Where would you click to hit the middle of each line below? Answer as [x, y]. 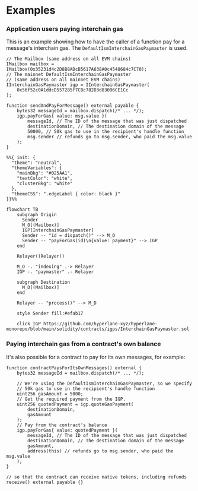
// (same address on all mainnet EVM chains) [63, 80]
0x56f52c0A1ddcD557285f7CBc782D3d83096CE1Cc [73, 90]
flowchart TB [22, 210]
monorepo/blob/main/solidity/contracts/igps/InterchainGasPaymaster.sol [98, 329]
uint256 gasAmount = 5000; [50, 394]
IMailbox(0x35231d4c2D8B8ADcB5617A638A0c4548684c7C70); [76, 69]
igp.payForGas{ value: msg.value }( [62, 116]
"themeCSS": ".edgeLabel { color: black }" [66, 194]
